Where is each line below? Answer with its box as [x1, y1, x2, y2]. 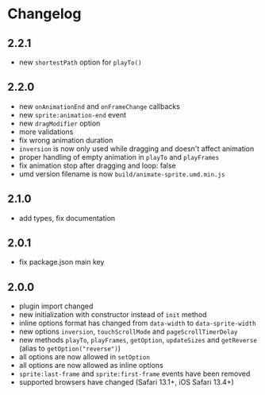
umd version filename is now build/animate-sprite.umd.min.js [18, 168, 225, 179]
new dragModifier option [18, 118, 101, 128]
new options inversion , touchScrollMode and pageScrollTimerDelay [18, 327, 238, 336]
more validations [18, 126, 74, 136]
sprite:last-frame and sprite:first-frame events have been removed [18, 369, 251, 378]
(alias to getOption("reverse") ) [18, 343, 121, 354]
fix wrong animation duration [18, 135, 113, 145]
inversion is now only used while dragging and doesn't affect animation [18, 144, 255, 153]
